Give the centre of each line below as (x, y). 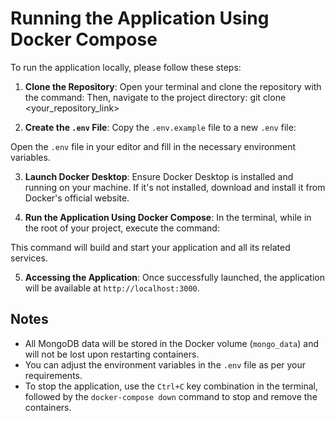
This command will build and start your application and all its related (150, 247)
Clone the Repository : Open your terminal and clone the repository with (173, 86)
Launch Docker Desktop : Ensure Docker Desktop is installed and (159, 176)
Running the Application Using (140, 18)
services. (29, 258)
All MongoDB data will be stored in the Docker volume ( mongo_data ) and (171, 343)
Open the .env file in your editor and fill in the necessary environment (153, 146)
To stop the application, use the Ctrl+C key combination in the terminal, (171, 386)
